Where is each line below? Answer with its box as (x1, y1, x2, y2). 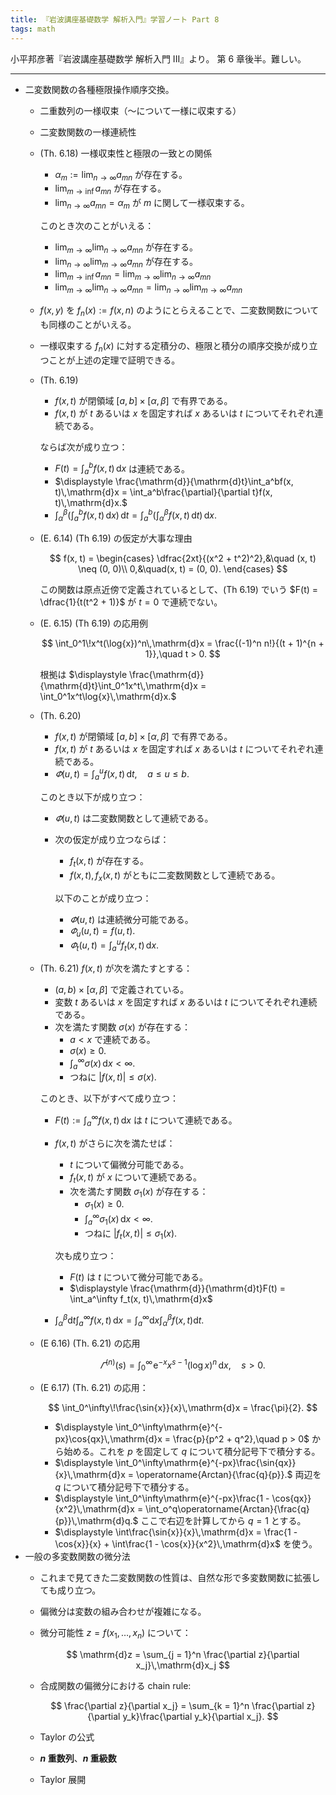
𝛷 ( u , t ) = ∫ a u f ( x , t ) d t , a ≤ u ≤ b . (54, 766, 190, 783)
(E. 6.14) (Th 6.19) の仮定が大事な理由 (39, 532, 193, 544)
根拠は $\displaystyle (39, 668, 128, 680)
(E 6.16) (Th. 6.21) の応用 (39, 1337, 141, 1349)
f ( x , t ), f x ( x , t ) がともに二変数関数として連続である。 (69, 869, 281, 883)
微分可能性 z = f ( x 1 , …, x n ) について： (39, 1627, 192, 1641)
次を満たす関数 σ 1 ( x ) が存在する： (69, 1185, 209, 1200)
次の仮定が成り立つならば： (54, 834, 170, 846)
